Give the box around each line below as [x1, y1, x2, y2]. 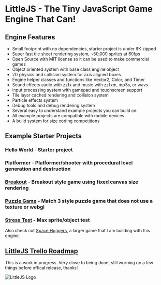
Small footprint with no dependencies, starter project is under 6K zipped [12, 46, 156, 51]
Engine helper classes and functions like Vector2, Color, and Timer [12, 77, 145, 82]
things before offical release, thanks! [5, 265, 78, 271]
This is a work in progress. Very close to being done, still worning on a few [5, 260, 154, 266]
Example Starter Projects [5, 132, 82, 140]
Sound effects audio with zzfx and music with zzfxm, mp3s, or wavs [12, 82, 148, 88]
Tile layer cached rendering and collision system [12, 92, 109, 98]
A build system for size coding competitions [12, 118, 100, 124]
